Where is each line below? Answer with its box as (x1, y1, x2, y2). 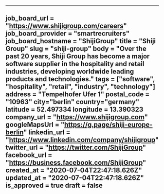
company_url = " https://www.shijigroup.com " (5, 113, 148, 122)
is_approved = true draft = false (5, 181, 103, 190)
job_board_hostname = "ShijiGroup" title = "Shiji (5, 37, 156, 45)
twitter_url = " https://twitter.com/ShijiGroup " (5, 143, 146, 152)
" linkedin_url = (23, 128, 71, 137)
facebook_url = (5, 151, 53, 159)
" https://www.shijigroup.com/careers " (5, 22, 127, 30)
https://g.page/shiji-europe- (64, 121, 153, 129)
